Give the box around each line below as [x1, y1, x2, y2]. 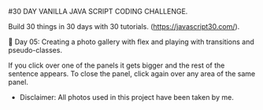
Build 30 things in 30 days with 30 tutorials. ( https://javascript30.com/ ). [8, 22, 240, 31]
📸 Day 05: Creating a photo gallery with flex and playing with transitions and [8, 37, 254, 46]
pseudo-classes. [8, 46, 63, 54]
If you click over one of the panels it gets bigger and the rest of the [8, 60, 225, 70]
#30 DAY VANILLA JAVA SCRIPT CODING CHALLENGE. [8, 7, 188, 16]
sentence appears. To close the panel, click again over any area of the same [8, 69, 256, 78]
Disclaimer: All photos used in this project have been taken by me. [19, 93, 234, 101]
